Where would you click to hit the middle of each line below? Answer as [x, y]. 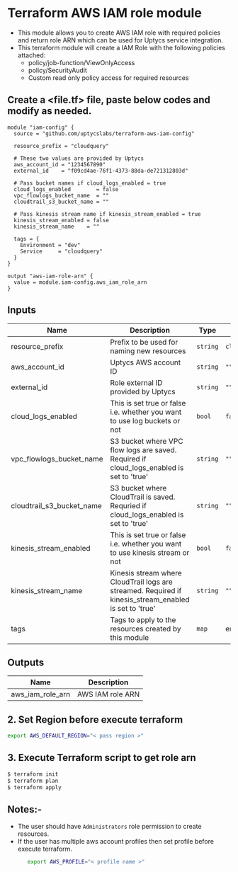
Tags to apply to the [143, 619]
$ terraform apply [34, 787]
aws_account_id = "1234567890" [60, 164]
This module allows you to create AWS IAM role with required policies [119, 33]
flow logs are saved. [143, 449]
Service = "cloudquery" [61, 251]
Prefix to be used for [144, 342]
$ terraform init [33, 774]
